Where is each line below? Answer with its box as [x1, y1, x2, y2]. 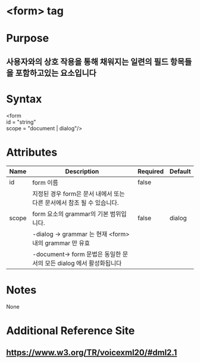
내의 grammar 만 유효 [32, 239, 90, 247]
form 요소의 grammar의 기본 [32, 210, 109, 218]
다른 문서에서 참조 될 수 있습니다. [32, 198, 119, 207]
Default [169, 167, 191, 176]
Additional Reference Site [6, 324, 135, 337]
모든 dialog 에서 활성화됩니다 [45, 259, 122, 267]
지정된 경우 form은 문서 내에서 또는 [32, 189, 125, 198]
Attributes [6, 145, 58, 159]
